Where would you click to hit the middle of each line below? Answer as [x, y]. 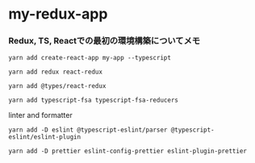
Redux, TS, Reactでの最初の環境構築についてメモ [104, 41]
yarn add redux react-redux [56, 72]
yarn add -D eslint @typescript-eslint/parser [88, 130]
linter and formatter [40, 115]
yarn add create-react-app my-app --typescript [90, 58]
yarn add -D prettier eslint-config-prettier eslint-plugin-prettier [128, 151]
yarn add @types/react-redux [57, 86]
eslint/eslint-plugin [45, 137]
